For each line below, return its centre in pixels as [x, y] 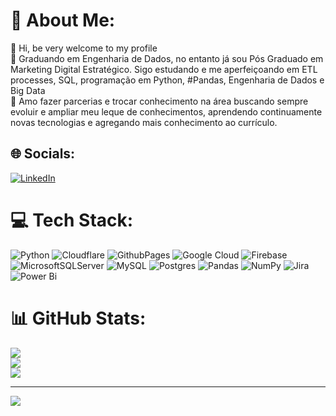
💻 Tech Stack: [72, 220]
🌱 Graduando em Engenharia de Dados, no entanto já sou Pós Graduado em [167, 58]
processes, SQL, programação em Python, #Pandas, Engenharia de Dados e [167, 80]
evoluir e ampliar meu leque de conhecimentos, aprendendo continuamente [166, 111]
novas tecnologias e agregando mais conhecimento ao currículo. [144, 122]
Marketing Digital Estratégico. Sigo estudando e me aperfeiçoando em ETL [164, 69]
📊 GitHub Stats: [78, 318]
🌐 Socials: [43, 154]
